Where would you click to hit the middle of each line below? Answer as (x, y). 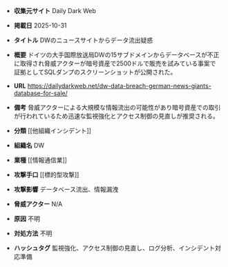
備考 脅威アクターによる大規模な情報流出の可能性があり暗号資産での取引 (117, 107)
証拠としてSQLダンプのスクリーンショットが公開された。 (95, 72)
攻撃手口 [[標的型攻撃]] (46, 175)
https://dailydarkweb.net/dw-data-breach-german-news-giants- (120, 86)
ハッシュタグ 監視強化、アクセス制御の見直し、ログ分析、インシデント (114, 248)
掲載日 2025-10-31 (40, 26)
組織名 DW (29, 145)
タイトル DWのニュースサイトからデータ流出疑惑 (83, 40)
